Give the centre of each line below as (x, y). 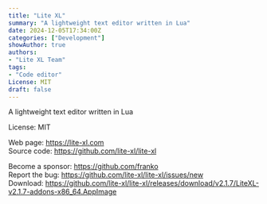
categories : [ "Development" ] (57, 38)
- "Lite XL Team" (37, 60)
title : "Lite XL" (37, 15)
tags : (17, 67)
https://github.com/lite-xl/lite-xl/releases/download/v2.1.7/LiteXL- (152, 183)
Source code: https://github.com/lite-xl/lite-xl (82, 151)
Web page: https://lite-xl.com (56, 143)
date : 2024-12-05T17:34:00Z (55, 30)
